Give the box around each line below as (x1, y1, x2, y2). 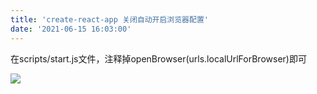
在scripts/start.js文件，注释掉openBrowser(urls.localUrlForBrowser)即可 (10, 52, 307, 65)
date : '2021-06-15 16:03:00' (10, 24, 132, 34)
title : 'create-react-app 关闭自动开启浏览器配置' (10, 14, 209, 25)
